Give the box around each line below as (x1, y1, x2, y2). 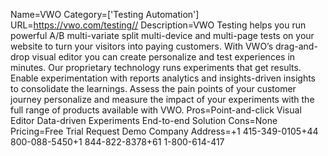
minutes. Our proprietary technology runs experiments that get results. (10, 62, 302, 73)
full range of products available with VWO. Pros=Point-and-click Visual (10, 104, 302, 116)
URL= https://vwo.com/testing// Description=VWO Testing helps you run (10, 19, 307, 31)
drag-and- (275, 40, 318, 52)
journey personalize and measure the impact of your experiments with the (10, 94, 315, 105)
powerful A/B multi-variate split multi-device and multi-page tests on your (10, 30, 315, 41)
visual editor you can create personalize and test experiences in (31, 51, 296, 63)
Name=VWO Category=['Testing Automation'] (10, 9, 200, 20)
